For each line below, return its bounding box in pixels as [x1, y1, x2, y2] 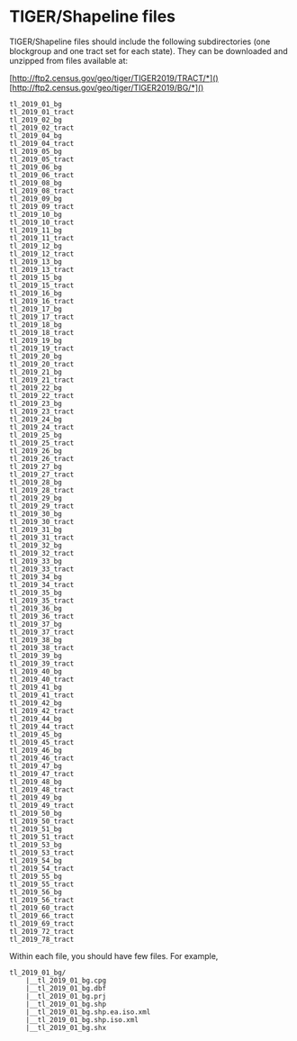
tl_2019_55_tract [9, 880, 75, 889]
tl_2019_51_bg [9, 824, 63, 834]
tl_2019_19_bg [9, 336, 63, 345]
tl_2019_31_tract [9, 533, 75, 542]
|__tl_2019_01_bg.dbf [25, 983, 106, 992]
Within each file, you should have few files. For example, [9, 950, 219, 961]
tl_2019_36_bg [9, 603, 63, 613]
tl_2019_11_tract [9, 233, 75, 242]
